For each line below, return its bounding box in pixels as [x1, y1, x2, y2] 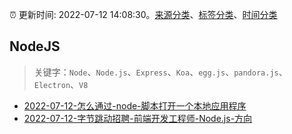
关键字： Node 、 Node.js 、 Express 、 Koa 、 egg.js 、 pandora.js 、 [33, 66, 288, 78]
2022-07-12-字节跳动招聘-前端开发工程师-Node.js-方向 [23, 112, 253, 124]
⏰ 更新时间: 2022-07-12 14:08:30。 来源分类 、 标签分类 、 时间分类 [9, 9, 278, 20]
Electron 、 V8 [33, 78, 89, 90]
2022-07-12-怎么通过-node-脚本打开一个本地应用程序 [23, 99, 247, 112]
